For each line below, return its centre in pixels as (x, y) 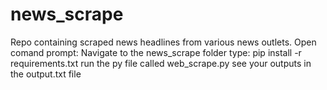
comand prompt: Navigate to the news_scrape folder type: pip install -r (156, 52)
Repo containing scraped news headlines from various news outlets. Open (163, 42)
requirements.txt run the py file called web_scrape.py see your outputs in (161, 63)
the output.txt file (46, 74)
